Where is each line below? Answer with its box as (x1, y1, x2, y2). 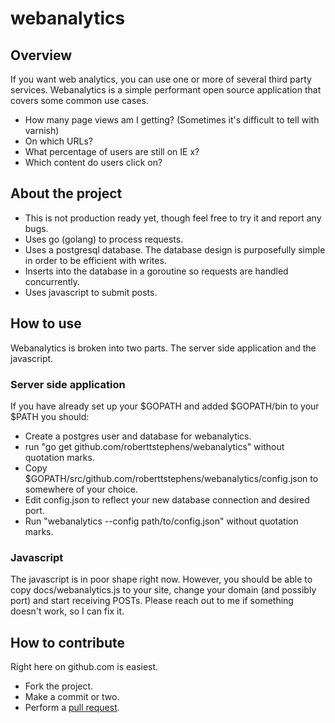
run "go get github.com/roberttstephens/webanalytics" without (24, 440, 285, 452)
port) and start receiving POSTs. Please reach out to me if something (10, 595, 294, 607)
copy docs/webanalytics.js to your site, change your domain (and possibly (10, 584, 317, 596)
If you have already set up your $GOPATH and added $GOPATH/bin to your (10, 400, 320, 412)
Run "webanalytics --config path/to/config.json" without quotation (24, 515, 299, 527)
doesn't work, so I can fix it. (10, 605, 125, 617)
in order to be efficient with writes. (24, 254, 167, 266)
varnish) (24, 125, 60, 136)
